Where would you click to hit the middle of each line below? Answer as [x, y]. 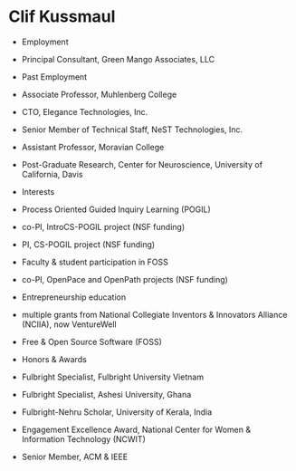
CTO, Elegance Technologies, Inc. [85, 111]
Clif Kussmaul [62, 17]
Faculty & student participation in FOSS [95, 262]
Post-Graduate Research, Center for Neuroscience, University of [142, 164]
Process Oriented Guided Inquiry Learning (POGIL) [116, 209]
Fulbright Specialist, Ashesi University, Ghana [106, 394]
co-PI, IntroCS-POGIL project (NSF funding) [103, 226]
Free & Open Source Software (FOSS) [91, 341]
